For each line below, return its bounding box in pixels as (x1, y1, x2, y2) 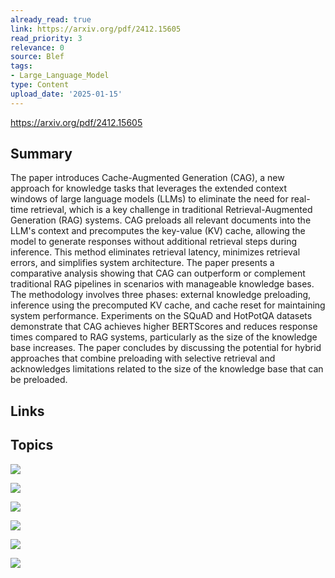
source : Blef (10, 52, 65, 62)
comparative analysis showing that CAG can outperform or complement (10, 267, 306, 280)
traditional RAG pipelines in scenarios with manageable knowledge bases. (10, 278, 315, 290)
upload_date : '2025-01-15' (10, 89, 123, 99)
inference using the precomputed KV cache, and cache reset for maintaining (10, 299, 326, 311)
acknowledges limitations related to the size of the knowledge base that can (10, 363, 324, 375)
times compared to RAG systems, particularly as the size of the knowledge (10, 331, 318, 343)
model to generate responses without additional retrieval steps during (10, 236, 298, 248)
